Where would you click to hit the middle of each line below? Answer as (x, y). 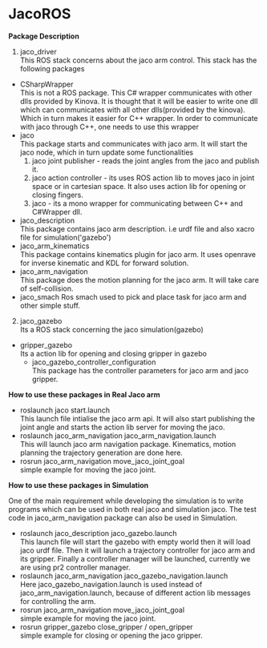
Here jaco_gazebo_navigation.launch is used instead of (111, 584)
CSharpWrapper (47, 84)
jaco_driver (38, 51)
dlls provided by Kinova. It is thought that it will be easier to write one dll (139, 101)
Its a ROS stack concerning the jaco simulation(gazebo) (112, 329)
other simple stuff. (50, 305)
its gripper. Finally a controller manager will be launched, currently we (135, 558)
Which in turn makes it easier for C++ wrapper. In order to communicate (139, 118)
